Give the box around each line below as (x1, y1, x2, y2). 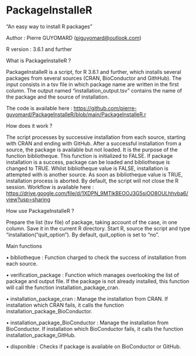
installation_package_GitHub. (6, 331, 76, 338)
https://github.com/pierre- (73, 104, 137, 111)
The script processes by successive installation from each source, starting (6, 133, 186, 141)
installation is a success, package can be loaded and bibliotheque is (6, 158, 170, 165)
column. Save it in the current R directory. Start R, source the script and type (6, 225, 190, 232)
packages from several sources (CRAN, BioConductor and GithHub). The (6, 74, 182, 82)
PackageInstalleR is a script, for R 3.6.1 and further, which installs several (6, 68, 181, 75)
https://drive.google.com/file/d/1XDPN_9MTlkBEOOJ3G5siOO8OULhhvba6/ (6, 189, 188, 196)
